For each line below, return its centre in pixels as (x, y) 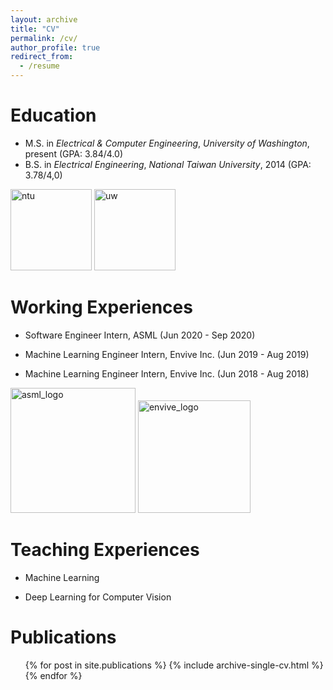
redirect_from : (42, 57)
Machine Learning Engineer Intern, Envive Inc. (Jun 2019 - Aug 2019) (167, 354)
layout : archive (44, 19)
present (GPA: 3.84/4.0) (73, 153)
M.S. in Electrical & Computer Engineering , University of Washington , (167, 143)
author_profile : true (55, 47)
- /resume (39, 66)
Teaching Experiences (105, 550)
